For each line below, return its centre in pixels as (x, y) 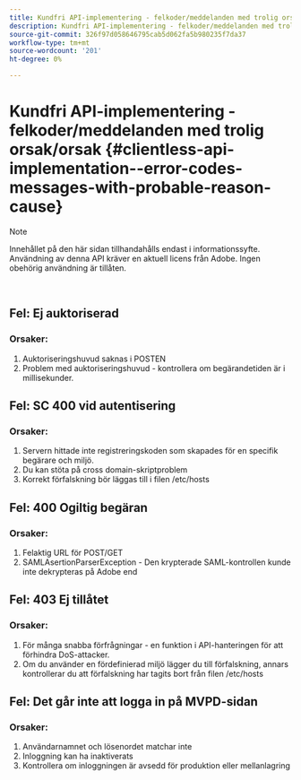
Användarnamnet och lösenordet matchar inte (107, 747)
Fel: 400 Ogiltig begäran (78, 507)
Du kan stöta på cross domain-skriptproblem (105, 470)
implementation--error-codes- (126, 169)
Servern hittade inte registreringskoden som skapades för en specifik (150, 451)
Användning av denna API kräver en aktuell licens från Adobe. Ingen (135, 258)
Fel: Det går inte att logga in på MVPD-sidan (133, 702)
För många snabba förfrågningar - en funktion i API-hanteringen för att (153, 645)
